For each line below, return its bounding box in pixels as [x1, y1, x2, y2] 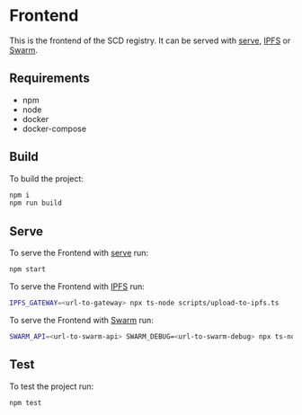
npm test [9, 398, 42, 407]
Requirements [9, 71, 90, 86]
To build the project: [9, 172, 84, 184]
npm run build [9, 199, 63, 207]
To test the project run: [9, 381, 94, 392]
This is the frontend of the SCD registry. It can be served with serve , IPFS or [9, 35, 291, 46]
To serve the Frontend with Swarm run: [9, 314, 155, 325]
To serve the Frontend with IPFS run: [9, 281, 146, 292]
